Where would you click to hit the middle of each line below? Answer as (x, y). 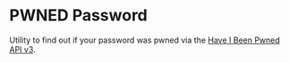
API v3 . (22, 49)
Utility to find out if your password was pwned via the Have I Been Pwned (144, 40)
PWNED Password (78, 16)
